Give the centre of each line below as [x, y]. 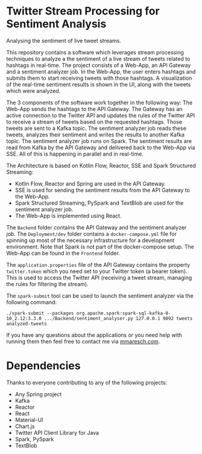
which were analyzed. [33, 91]
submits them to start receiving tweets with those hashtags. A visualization [99, 78]
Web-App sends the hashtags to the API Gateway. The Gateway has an [94, 109]
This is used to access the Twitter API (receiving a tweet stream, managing [99, 277]
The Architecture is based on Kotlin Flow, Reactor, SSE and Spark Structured [101, 165]
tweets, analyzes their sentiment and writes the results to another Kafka [96, 135]
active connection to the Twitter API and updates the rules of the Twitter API [101, 115]
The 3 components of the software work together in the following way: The [99, 102]
